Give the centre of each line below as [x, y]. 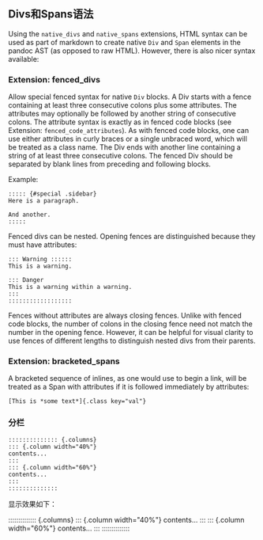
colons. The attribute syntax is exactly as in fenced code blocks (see [120, 122]
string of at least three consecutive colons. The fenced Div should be [120, 156]
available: [24, 59]
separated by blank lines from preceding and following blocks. [110, 164]
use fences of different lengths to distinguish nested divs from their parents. [132, 341]
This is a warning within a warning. [70, 287]
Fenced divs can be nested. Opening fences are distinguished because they [132, 237]
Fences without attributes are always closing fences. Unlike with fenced [125, 316]
